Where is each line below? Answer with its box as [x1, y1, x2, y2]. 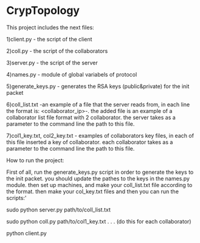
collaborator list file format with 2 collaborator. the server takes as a [6, 114, 176, 121]
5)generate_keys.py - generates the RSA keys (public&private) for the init [6, 83, 190, 90]
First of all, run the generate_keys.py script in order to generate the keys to [6, 168, 194, 176]
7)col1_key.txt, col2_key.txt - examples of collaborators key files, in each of [6, 132, 195, 139]
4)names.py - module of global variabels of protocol [6, 70, 137, 78]
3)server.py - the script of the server [6, 59, 98, 66]
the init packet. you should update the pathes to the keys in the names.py [6, 174, 190, 182]
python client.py [6, 229, 47, 237]
